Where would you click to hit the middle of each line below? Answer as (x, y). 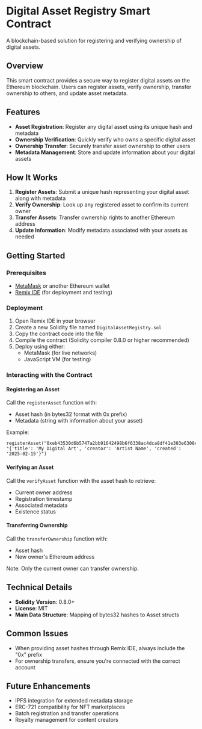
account (25, 667)
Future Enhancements (49, 686)
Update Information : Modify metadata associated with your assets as (101, 231)
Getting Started (36, 256)
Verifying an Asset (30, 467)
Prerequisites (26, 273)
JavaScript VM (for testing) (57, 359)
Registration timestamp (44, 498)
